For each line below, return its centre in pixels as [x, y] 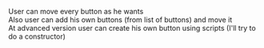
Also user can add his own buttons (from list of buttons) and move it [120, 20]
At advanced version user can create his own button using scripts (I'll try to [132, 28]
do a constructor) [37, 36]
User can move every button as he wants [76, 11]
